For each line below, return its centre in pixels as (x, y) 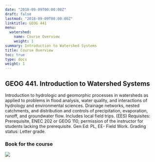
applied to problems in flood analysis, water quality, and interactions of (76, 100)
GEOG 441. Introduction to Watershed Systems (77, 83)
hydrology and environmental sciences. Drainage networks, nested (72, 106)
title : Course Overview (29, 50)
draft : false (18, 14)
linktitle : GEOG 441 (26, 23)
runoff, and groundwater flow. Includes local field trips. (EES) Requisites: (78, 116)
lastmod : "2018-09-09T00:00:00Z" (39, 18)
